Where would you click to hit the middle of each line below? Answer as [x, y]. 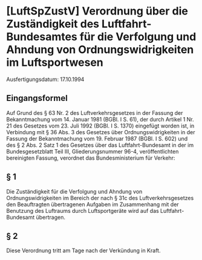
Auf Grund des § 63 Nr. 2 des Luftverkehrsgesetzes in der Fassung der [95, 112]
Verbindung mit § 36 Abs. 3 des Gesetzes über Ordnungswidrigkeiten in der [101, 132]
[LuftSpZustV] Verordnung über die [97, 11]
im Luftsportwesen [55, 63]
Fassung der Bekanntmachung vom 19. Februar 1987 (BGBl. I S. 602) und [97, 138]
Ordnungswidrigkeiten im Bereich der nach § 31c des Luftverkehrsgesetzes [100, 198]
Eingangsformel [37, 98]
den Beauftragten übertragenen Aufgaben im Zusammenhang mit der [93, 204]
